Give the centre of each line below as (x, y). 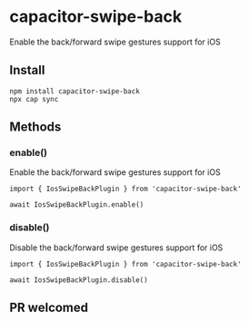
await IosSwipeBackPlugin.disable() (79, 280)
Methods (35, 127)
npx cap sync (34, 99)
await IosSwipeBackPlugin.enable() (77, 205)
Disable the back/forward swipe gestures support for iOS (116, 248)
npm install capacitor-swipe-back (75, 91)
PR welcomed (49, 308)
